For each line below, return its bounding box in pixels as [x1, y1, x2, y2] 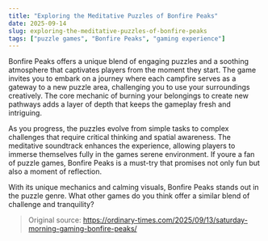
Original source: [27, 215, 82, 225]
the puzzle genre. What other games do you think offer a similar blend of [8, 191, 250, 201]
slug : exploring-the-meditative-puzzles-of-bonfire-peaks [8, 27, 207, 35]
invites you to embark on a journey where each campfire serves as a [8, 74, 237, 83]
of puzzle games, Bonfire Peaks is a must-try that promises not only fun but [8, 159, 261, 168]
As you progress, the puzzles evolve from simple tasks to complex [8, 124, 229, 133]
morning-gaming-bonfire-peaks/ [27, 224, 137, 234]
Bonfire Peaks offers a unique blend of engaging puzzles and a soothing [8, 57, 249, 66]
